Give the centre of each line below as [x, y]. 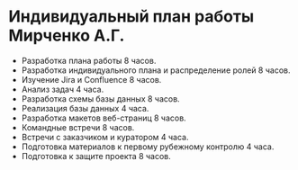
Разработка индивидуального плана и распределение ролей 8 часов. [156, 70]
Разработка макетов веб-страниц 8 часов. [104, 118]
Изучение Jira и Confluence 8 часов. [91, 79]
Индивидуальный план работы [131, 17]
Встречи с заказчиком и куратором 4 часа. [105, 137]
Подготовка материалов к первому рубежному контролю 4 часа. [148, 147]
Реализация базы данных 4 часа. [85, 108]
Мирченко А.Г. [67, 36]
